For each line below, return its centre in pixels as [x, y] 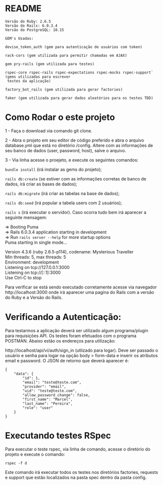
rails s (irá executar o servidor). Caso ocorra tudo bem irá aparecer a [76, 212]
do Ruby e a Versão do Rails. [34, 297]
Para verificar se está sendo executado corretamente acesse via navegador [81, 287]
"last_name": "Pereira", [48, 404]
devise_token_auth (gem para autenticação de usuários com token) [74, 47]
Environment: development [32, 262]
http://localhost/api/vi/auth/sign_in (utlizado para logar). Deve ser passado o [81, 350]
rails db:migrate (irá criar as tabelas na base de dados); [62, 193]
